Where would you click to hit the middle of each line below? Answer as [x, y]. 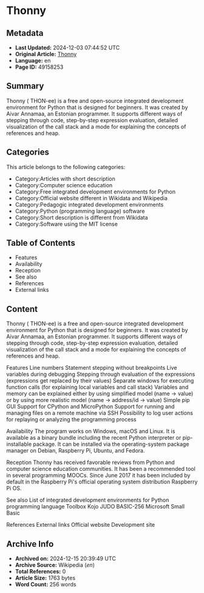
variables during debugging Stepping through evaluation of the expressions [101, 374]
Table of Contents [41, 243]
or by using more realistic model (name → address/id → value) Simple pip [98, 400]
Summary [25, 86]
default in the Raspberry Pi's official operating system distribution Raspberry [102, 482]
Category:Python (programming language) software [80, 211]
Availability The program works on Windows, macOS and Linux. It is [91, 431]
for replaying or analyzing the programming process [71, 420]
